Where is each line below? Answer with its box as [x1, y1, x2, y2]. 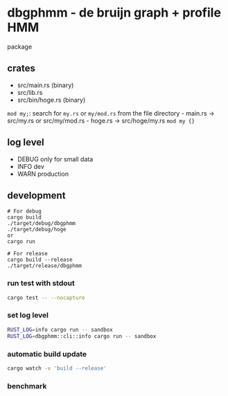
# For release [7, 251, 49, 258]
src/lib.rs [17, 88, 43, 96]
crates [7, 62, 36, 74]
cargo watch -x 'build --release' [7, 365, 107, 372]
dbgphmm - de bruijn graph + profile [7, 5, 222, 21]
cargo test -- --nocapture [7, 294, 85, 301]
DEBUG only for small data [17, 154, 94, 163]
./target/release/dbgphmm [7, 262, 82, 269]
